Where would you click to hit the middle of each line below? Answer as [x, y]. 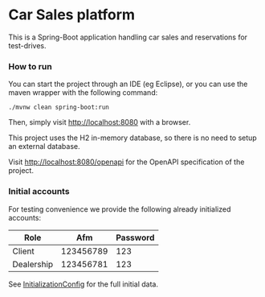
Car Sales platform [71, 15]
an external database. [44, 146]
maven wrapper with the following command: [83, 93]
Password [135, 237]
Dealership [33, 264]
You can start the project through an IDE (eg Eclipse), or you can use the [128, 84]
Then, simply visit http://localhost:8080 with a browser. [100, 122]
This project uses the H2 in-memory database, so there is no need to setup [132, 138]
